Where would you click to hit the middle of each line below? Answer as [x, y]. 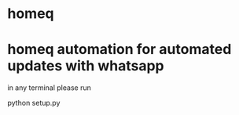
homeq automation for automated [119, 50]
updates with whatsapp [86, 66]
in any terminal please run [49, 88]
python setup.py [34, 103]
